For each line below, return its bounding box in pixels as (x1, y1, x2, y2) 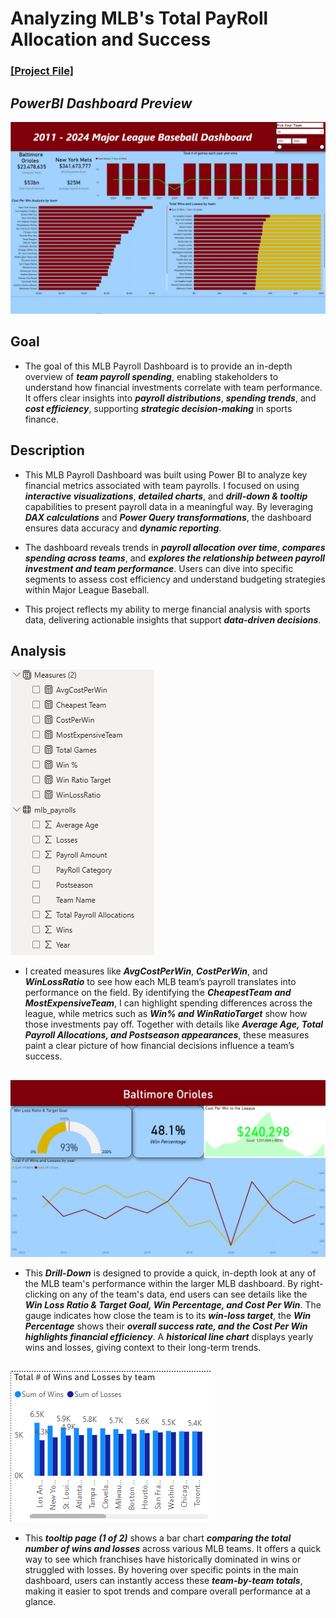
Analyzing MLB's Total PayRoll (10, 7, 269, 30)
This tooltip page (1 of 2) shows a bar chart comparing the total (24, 1532, 292, 1544)
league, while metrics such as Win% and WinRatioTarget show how (24, 1008, 308, 1020)
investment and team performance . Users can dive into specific (24, 562, 294, 574)
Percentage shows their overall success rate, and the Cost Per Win (24, 1320, 308, 1332)
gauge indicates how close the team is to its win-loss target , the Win (24, 1309, 312, 1321)
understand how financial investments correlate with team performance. (24, 381, 323, 393)
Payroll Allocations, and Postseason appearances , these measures (24, 1029, 310, 1041)
